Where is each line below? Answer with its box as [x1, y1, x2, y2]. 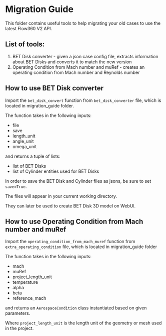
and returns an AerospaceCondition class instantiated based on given [5, 305, 147, 311]
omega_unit [12, 143, 36, 149]
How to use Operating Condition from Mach [5, 217, 143, 226]
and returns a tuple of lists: [5, 153, 61, 159]
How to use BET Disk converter [5, 84, 104, 92]
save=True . [5, 183, 27, 189]
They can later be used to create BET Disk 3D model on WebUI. [5, 202, 136, 209]
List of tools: [5, 40, 45, 49]
